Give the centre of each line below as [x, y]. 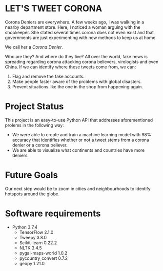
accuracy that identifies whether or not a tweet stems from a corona [81, 140]
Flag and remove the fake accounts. [48, 76]
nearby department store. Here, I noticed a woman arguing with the [73, 27]
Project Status [35, 107]
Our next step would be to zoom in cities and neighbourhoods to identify [78, 188]
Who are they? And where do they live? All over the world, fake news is [76, 56]
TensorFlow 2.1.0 [36, 232]
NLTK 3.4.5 [31, 248]
